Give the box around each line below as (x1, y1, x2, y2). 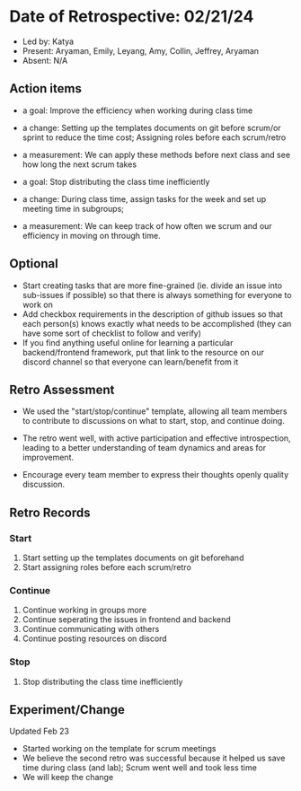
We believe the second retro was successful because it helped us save (22, 752, 286, 764)
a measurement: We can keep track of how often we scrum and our (22, 220, 272, 231)
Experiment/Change (9, 702, 126, 717)
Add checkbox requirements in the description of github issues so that (22, 308, 283, 320)
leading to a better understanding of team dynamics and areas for (22, 443, 267, 453)
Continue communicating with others (22, 624, 160, 635)
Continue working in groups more (22, 604, 146, 616)
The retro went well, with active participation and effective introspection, (22, 433, 291, 444)
